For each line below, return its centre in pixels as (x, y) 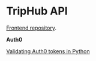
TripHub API (37, 11)
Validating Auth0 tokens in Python (48, 51)
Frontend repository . (31, 28)
